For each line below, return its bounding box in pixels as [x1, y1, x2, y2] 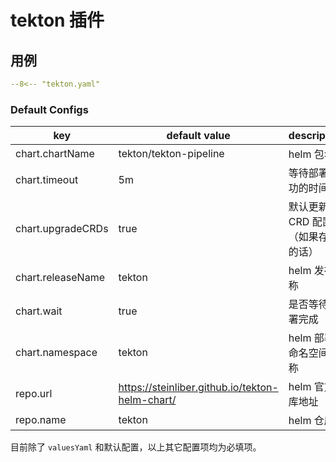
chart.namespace [15, 346, 98, 360]
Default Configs [10, 102, 89, 116]
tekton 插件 [10, 9, 105, 32]
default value [166, 129, 231, 143]
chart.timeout [15, 173, 79, 187]
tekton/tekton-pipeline [118, 147, 225, 161]
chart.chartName [15, 147, 95, 161]
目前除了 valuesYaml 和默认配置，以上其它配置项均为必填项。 [10, 441, 262, 453]
